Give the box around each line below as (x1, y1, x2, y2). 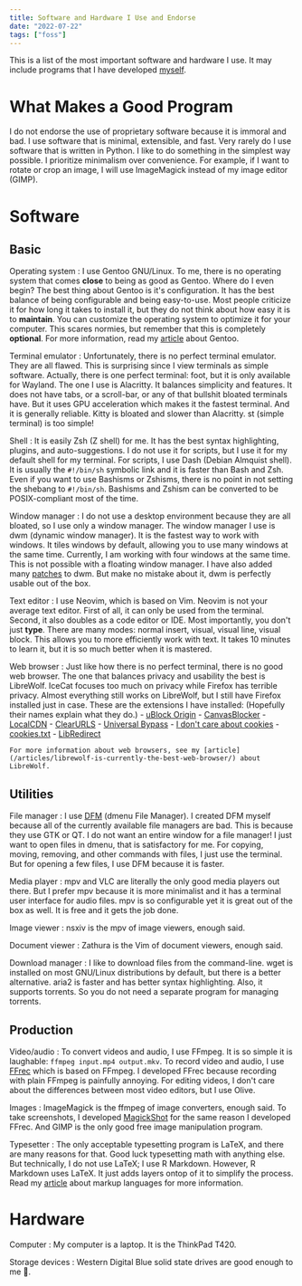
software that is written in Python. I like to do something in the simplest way (9, 146, 291, 157)
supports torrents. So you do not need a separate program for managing (9, 986, 278, 997)
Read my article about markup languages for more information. (9, 1177, 244, 1188)
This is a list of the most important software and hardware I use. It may (9, 55, 273, 66)
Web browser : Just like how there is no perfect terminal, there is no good (9, 662, 283, 672)
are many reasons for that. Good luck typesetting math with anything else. (9, 1148, 286, 1159)
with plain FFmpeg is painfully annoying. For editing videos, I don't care (9, 1074, 276, 1086)
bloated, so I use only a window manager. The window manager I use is (9, 520, 276, 531)
